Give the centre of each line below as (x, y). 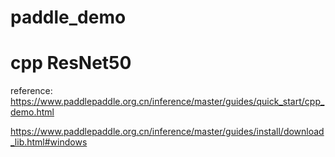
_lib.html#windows (49, 142)
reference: (31, 91)
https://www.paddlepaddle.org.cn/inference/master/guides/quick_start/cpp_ (167, 102)
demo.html (32, 112)
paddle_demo (68, 17)
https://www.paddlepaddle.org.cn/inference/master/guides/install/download (167, 132)
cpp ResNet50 (71, 63)
